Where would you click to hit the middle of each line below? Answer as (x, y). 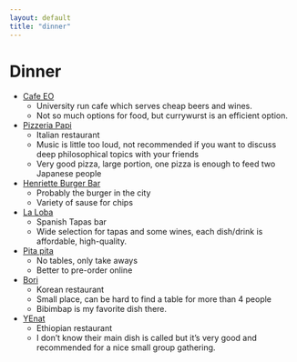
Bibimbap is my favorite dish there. (101, 309)
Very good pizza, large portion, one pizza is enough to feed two (156, 164)
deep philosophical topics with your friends (117, 155)
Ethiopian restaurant (74, 328)
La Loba (38, 212)
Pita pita (38, 251)
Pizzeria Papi (47, 126)
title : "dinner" (40, 26)
